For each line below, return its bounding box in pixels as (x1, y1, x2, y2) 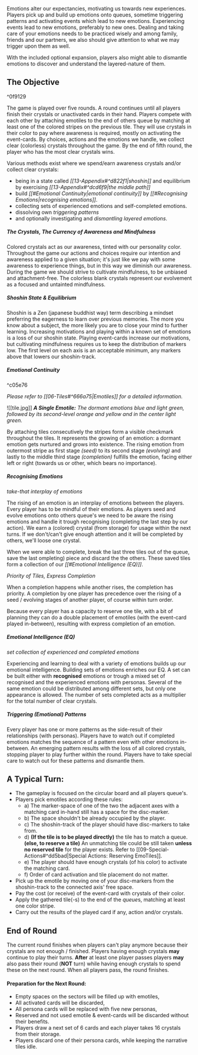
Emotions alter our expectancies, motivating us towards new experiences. (6, 5, 186, 12)
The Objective (6, 77, 60, 87)
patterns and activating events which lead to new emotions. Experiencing (6, 18, 185, 24)
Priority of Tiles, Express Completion (6, 572, 96, 579)
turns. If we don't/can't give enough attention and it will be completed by (6, 530, 183, 538)
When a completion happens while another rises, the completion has (6, 583, 173, 591)
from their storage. (15, 1031, 61, 1038)
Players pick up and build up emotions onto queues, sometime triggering (6, 11, 183, 18)
